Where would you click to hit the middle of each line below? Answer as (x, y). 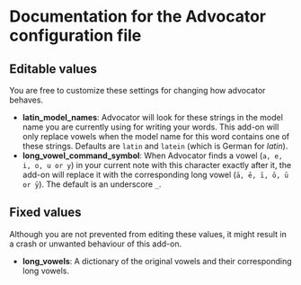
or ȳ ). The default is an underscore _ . (92, 184)
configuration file (75, 36)
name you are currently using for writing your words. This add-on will (150, 127)
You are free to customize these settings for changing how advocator (137, 90)
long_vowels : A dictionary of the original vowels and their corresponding (157, 261)
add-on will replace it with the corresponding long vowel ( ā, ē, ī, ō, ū (155, 174)
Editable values (53, 69)
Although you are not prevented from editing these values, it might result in (148, 234)
